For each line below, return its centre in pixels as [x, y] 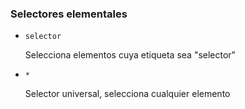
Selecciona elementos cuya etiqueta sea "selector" [130, 55]
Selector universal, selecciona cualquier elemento [127, 94]
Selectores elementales [69, 14]
